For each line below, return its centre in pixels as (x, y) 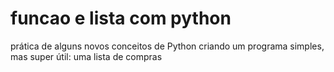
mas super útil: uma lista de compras (86, 56)
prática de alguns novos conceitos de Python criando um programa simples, (167, 46)
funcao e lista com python (121, 18)
